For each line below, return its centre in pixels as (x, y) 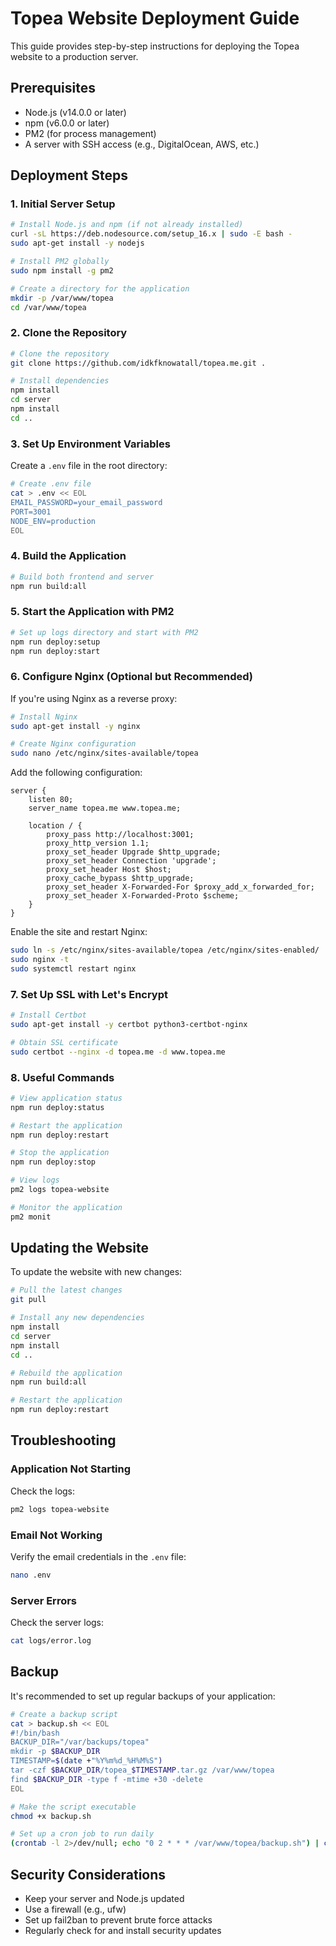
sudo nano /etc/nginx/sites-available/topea (104, 753)
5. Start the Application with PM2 (92, 612)
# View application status (66, 1098)
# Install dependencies (60, 381)
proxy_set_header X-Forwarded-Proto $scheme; (143, 896)
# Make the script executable (73, 1807)
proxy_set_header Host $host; (109, 870)
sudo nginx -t (40, 960)
